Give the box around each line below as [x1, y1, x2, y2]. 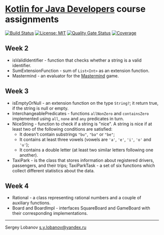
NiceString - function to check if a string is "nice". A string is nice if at [12, 121, 152, 127]
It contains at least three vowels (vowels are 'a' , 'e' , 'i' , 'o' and [19, 136, 151, 142]
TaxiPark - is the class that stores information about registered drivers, [12, 157, 154, 163]
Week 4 [5, 182, 29, 190]
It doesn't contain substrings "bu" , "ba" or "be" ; [19, 131, 115, 137]
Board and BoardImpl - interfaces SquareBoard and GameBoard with [12, 205, 150, 211]
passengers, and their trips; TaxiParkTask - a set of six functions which [12, 163, 155, 168]
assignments [5, 14, 59, 25]
